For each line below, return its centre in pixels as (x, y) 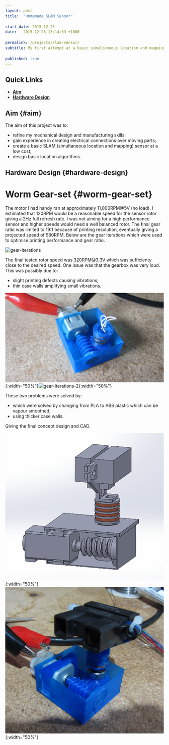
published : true (22, 59)
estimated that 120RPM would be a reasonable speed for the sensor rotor (81, 214)
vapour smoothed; (32, 411)
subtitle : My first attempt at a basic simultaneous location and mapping (85, 48)
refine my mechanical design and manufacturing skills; (69, 135)
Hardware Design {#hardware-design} (67, 173)
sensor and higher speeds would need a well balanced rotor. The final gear (83, 224)
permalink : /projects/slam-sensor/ (43, 43)
